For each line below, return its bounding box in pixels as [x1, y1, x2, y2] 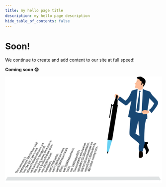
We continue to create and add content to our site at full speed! [5, 57, 135, 63]
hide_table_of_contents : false [5, 18, 70, 23]
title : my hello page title [5, 8, 64, 13]
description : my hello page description [5, 13, 90, 18]
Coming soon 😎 [5, 67, 39, 73]
